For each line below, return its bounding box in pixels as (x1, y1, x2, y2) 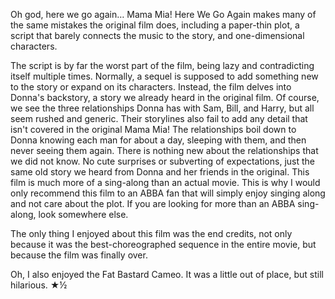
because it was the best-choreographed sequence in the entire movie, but (10, 239, 317, 250)
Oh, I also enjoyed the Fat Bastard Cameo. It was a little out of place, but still (10, 269, 324, 280)
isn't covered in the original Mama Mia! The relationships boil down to (10, 124, 297, 135)
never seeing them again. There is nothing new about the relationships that (10, 145, 319, 156)
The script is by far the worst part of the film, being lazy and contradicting (10, 60, 315, 71)
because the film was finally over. (10, 249, 148, 261)
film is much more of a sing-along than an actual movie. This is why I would (10, 177, 321, 188)
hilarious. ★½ (10, 279, 68, 291)
